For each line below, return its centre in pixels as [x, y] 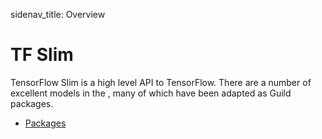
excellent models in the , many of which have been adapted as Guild [151, 93]
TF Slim [42, 55]
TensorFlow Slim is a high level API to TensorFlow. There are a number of [161, 82]
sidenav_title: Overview [58, 14]
